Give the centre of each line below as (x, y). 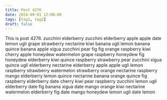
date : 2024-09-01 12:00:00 (33, 15)
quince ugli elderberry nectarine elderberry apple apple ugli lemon (74, 65)
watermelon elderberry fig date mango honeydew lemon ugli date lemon (80, 92)
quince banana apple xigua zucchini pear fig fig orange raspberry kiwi (78, 49)
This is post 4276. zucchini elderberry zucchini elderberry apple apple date (83, 38)
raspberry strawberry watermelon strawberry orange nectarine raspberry (81, 71)
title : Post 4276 (23, 10)
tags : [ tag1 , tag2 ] (26, 19)
